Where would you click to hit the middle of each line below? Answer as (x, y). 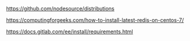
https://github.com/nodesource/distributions (60, 9)
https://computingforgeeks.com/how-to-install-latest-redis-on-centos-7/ (95, 20)
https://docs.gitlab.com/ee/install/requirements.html (70, 31)
